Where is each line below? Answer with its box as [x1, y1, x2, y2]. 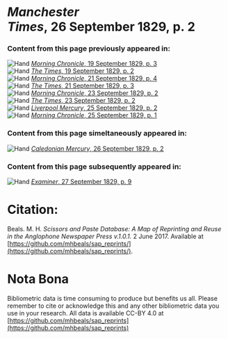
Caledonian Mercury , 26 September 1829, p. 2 [31, 144, 165, 153]
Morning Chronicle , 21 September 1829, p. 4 [31, 74, 158, 83]
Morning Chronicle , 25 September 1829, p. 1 [31, 111, 157, 119]
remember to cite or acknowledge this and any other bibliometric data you [7, 301, 220, 310]
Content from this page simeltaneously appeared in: [7, 129, 188, 138]
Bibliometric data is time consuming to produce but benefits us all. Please [7, 294, 218, 302]
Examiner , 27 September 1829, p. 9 [31, 178, 132, 186]
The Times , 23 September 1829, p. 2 [31, 97, 136, 105]
